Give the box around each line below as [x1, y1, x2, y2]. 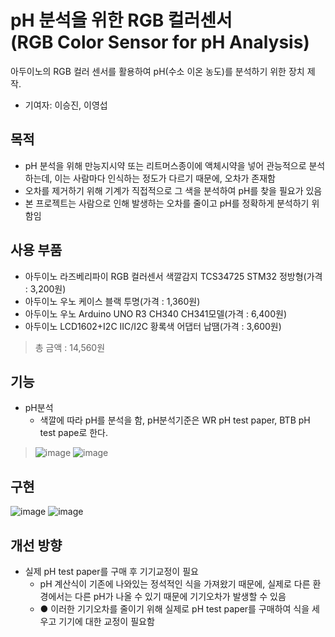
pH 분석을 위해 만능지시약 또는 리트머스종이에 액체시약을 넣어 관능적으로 [24, 159, 307, 171]
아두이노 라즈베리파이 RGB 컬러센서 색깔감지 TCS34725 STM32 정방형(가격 [24, 270, 323, 282]
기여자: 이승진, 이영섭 [24, 99, 108, 111]
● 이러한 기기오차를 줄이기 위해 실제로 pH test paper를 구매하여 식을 [39, 603, 310, 615]
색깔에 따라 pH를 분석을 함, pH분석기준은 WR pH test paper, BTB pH [39, 414, 311, 426]
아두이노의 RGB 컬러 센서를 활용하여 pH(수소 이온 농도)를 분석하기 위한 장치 [10, 65, 305, 77]
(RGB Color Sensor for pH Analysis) [10, 31, 310, 54]
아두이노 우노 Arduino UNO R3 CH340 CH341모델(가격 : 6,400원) [24, 307, 288, 320]
